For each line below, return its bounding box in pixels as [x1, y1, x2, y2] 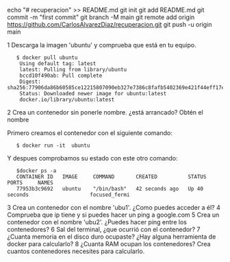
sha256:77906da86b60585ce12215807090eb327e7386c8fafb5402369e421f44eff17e [7, 84, 225, 91]
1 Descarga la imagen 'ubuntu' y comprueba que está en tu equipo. [7, 41, 196, 49]
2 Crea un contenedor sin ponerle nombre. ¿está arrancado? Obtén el [7, 108, 203, 116]
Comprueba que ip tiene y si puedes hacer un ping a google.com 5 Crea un [7, 211, 220, 219]
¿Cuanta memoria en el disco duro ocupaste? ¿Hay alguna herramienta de [7, 233, 216, 241]
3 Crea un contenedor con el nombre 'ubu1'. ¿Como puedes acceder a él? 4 [7, 204, 220, 211]
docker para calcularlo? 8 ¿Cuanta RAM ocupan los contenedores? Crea [7, 240, 211, 248]
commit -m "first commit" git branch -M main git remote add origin [7, 13, 195, 21]
